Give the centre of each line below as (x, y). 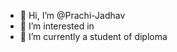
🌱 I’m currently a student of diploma (93, 36)
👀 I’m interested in (57, 26)
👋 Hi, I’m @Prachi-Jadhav (72, 15)
